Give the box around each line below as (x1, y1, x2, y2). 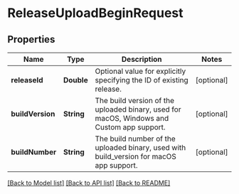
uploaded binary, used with (95, 143, 186, 152)
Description (121, 55, 162, 64)
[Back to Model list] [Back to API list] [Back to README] (7, 179, 171, 187)
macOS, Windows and (95, 114, 169, 123)
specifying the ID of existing (95, 75, 188, 85)
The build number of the (95, 134, 176, 144)
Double (63, 75, 88, 85)
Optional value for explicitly (95, 66, 186, 76)
